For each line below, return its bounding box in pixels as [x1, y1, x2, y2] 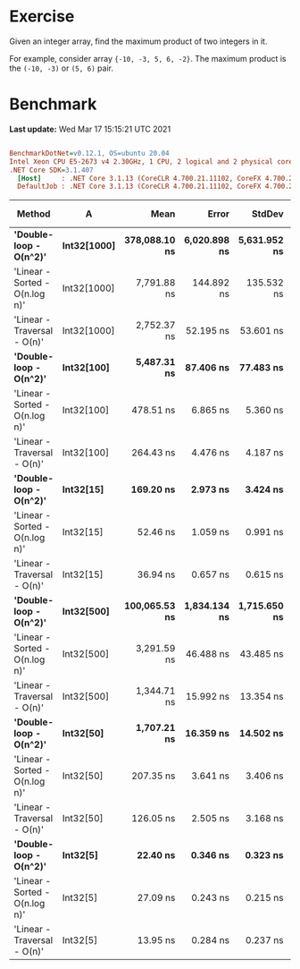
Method [16, 208, 51, 220]
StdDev [251, 208, 284, 220]
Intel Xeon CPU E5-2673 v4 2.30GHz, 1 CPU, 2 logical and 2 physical [9, 157, 274, 166]
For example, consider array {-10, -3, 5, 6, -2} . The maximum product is [9, 53, 287, 64]
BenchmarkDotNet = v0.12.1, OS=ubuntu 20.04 [9, 149, 170, 157]
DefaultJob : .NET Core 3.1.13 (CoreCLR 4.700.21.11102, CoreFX [17, 182, 262, 191]
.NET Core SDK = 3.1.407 [9, 166, 94, 174]
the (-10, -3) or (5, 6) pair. [9, 63, 114, 73]
